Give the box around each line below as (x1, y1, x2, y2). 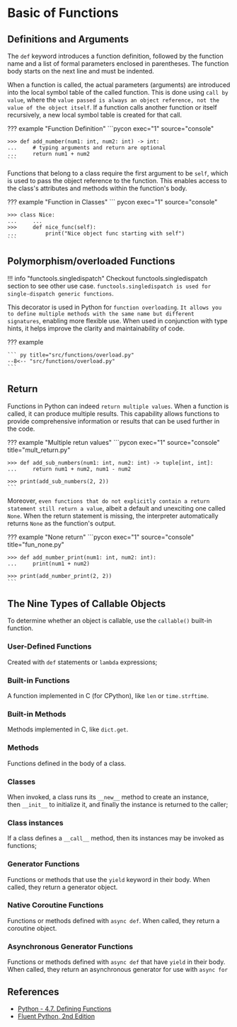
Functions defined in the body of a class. (7, 759, 126, 767)
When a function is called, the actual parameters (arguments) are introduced (7, 81, 231, 89)
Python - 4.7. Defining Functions (17, 1004, 112, 1013)
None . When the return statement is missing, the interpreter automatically (7, 511, 219, 520)
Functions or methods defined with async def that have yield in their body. (7, 958, 226, 966)
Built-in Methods (7, 709, 67, 719)
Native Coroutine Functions (7, 900, 104, 910)
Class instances (7, 818, 64, 828)
